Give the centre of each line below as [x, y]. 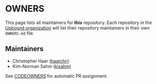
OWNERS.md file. [20, 33]
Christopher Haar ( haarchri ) [41, 61]
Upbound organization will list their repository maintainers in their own [77, 27]
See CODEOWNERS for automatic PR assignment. [56, 76]
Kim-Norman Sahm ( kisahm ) [42, 66]
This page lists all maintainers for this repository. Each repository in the [79, 22]
